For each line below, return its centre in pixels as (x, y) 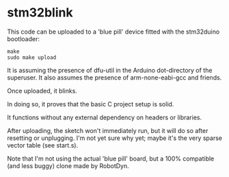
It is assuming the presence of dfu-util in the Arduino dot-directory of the (110, 70)
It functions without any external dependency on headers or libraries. (105, 117)
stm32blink (40, 13)
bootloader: (23, 38)
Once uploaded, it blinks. (42, 91)
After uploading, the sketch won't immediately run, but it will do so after (108, 130)
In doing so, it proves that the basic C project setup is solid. (91, 104)
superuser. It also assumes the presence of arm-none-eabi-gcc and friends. (114, 78)
